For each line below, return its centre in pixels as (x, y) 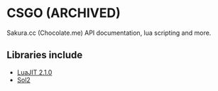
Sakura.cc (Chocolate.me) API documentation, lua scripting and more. (109, 33)
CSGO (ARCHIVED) (64, 13)
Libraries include (45, 55)
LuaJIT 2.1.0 (34, 72)
